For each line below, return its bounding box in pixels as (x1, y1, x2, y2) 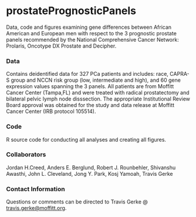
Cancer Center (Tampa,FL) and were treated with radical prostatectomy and (6, 89, 190, 96)
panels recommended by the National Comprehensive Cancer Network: (6, 36, 179, 43)
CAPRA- (170, 71, 190, 78)
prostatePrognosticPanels (6, 4, 137, 18)
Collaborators (6, 151, 46, 159)
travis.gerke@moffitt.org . (6, 205, 67, 212)
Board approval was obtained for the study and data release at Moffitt (6, 102, 175, 109)
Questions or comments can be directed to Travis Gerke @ (6, 198, 148, 205)
